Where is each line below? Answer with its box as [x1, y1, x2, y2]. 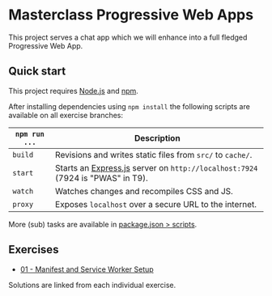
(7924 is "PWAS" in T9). [55, 172, 148, 184]
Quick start [8, 65, 66, 78]
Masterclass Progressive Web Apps [8, 6, 253, 24]
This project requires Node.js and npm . [8, 86, 139, 95]
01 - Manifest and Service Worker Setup [19, 264, 154, 274]
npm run [15, 129, 45, 138]
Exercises [8, 243, 59, 256]
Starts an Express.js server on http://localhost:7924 [55, 162, 258, 173]
